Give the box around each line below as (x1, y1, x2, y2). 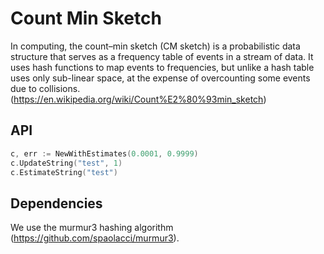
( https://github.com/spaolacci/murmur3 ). (10, 232, 180, 244)
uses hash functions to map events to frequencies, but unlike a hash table (10, 61, 315, 73)
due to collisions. (10, 82, 81, 94)
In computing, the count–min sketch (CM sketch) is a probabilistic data (10, 40, 301, 52)
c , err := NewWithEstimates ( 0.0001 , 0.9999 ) (10, 148, 199, 159)
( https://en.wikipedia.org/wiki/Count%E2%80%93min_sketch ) (10, 93, 267, 105)
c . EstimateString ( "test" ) (10, 167, 118, 177)
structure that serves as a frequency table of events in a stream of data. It (10, 50, 314, 62)
